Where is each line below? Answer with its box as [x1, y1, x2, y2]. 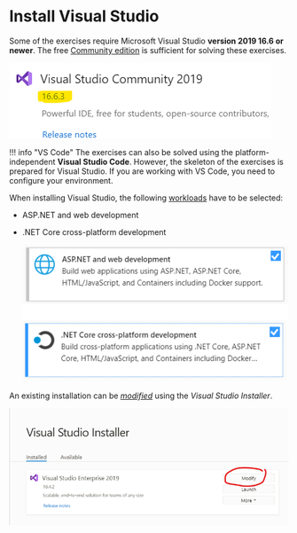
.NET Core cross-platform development [21, 226, 167, 237]
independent [9, 156, 56, 167]
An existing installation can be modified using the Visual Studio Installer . [9, 390, 273, 401]
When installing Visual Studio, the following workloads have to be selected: [9, 192, 284, 203]
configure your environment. [9, 175, 113, 185]
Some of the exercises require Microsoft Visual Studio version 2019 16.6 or [9, 35, 284, 46]
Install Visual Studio [9, 6, 160, 27]
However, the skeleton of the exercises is [133, 156, 284, 167]
